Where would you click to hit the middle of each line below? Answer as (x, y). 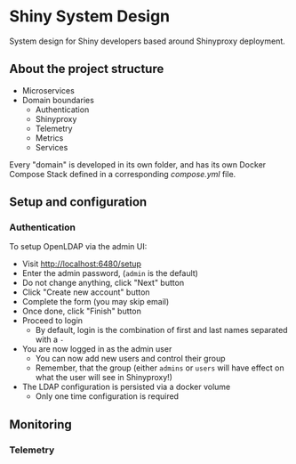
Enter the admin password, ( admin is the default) (110, 273)
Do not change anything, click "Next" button (103, 283)
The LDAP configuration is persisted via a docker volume (126, 387)
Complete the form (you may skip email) (96, 302)
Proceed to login (52, 321)
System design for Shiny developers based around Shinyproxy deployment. (148, 41)
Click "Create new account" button (86, 292)
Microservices (48, 90)
